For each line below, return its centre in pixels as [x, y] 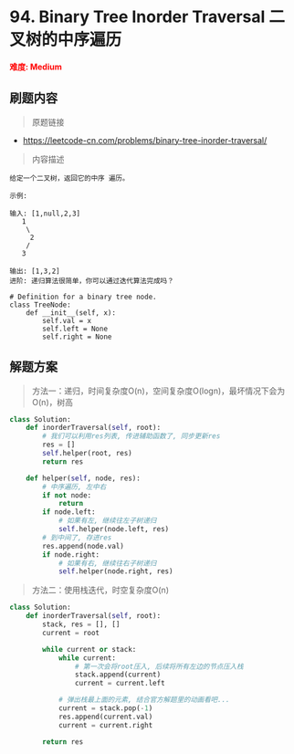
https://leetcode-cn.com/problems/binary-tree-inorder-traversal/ [145, 140]
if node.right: [71, 555]
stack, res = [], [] [81, 624]
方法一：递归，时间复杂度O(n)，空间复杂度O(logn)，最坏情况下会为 [158, 391]
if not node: [67, 495]
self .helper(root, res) [87, 454]
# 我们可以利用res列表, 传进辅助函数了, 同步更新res [131, 436]
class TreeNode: [40, 305]
